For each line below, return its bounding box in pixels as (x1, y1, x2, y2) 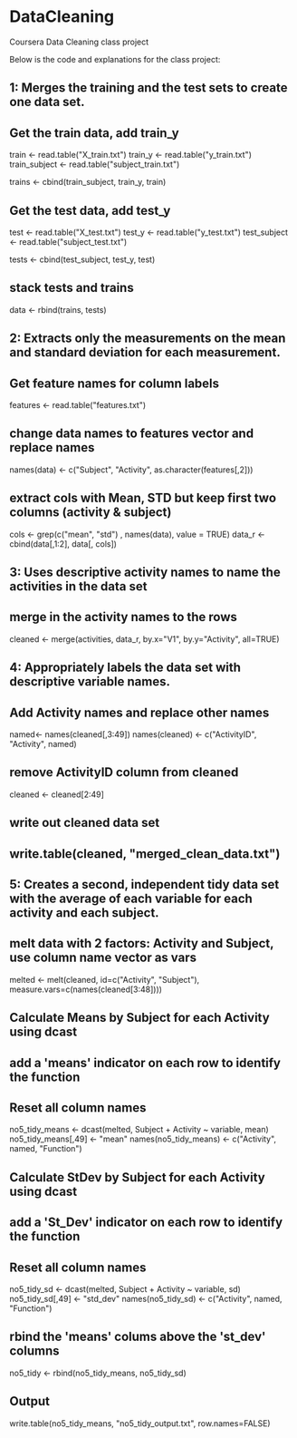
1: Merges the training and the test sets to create (9, 80, 288, 96)
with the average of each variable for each (9, 890, 254, 906)
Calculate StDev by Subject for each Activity (9, 1170, 265, 1185)
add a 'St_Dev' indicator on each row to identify (9, 1215, 283, 1230)
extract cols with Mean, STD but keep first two (9, 491, 277, 506)
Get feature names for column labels (9, 375, 220, 391)
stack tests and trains (9, 280, 134, 296)
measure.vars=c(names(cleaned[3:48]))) (9, 984, 163, 995)
